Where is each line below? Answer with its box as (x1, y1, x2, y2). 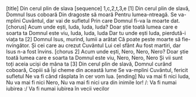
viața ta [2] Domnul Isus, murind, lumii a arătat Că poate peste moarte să (6, 36, 181, 42)
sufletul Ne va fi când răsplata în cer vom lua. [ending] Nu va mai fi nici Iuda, (6, 73, 190, 80)
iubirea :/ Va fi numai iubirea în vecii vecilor (6, 85, 110, 92)
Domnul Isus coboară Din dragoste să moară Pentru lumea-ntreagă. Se (6, 11, 177, 18)
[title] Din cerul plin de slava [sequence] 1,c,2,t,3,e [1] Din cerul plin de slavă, (6, 5, 190, 12)
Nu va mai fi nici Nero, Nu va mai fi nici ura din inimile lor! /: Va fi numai (6, 79, 177, 86)
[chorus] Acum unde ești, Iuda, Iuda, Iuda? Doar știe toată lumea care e (6, 23, 178, 30)
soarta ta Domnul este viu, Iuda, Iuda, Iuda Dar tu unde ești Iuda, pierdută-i (6, 30, 186, 37)
